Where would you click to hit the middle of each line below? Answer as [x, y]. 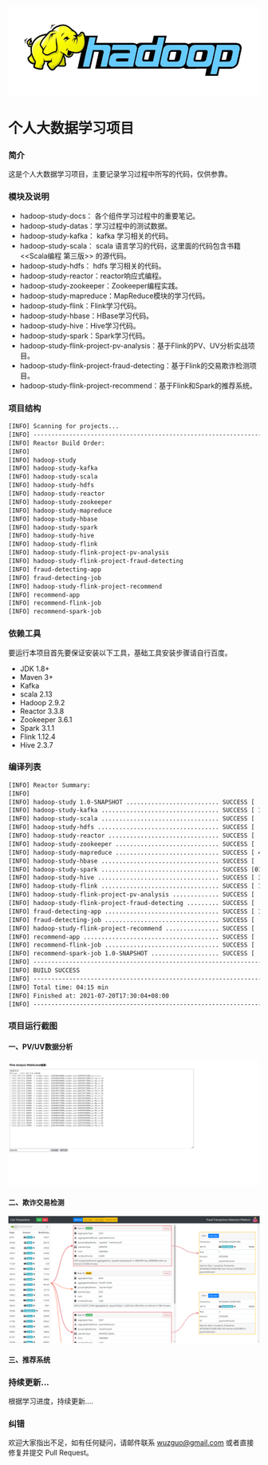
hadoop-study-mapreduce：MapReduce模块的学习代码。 [114, 296]
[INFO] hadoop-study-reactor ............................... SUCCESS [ [132, 836]
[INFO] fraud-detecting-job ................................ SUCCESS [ [132, 920]
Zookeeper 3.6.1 [46, 719]
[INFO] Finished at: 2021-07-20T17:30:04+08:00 [89, 996]
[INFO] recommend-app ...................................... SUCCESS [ [132, 937]
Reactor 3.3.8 [42, 711]
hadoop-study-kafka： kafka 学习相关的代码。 [96, 236]
